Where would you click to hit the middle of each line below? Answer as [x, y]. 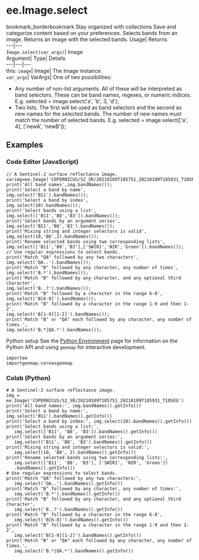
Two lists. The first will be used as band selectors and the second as [98, 107]
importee [17, 358]
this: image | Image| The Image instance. [54, 71]
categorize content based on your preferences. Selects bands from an [92, 33]
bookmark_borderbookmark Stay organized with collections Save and [91, 27]
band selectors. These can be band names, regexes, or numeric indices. [103, 95]
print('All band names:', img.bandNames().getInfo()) [74, 406]
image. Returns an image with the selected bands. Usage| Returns [87, 39]
